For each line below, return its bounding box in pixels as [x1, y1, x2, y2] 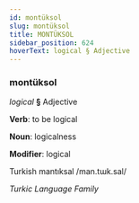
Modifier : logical [9, 149, 71, 160]
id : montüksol [9, 13, 63, 22]
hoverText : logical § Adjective [9, 47, 130, 56]
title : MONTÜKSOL [9, 30, 74, 39]
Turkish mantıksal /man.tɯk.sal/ [9, 166, 127, 177]
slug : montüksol [9, 22, 70, 31]
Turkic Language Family [9, 183, 99, 194]
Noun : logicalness [9, 131, 77, 142]
